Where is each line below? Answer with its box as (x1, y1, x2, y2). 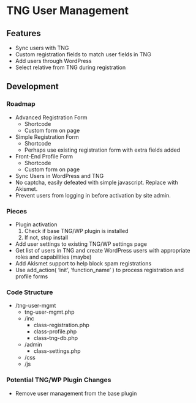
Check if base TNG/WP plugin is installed (24, 227, 129, 234)
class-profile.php (33, 328, 77, 335)
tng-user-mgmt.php (24, 308, 75, 316)
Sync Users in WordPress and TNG (15, 172, 104, 179)
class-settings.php (33, 347, 81, 355)
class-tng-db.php (33, 335, 78, 342)
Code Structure (6, 288, 53, 297)
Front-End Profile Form (15, 152, 73, 160)
